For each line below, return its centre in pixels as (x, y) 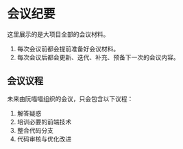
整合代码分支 (35, 130)
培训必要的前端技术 (44, 122)
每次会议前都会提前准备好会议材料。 (68, 49)
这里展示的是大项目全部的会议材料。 (58, 34)
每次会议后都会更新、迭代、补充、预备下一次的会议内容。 (98, 57)
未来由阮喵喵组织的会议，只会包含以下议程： (70, 98)
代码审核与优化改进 (44, 139)
